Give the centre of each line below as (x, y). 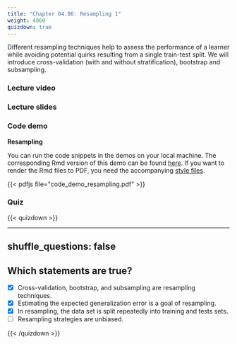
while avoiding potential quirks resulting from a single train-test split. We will (118, 55)
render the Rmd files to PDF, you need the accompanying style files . (106, 170)
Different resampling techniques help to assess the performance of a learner (119, 47)
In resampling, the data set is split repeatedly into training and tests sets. (123, 311)
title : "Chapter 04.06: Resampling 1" (64, 14)
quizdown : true (30, 27)
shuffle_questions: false (62, 247)
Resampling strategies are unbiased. (71, 319)
